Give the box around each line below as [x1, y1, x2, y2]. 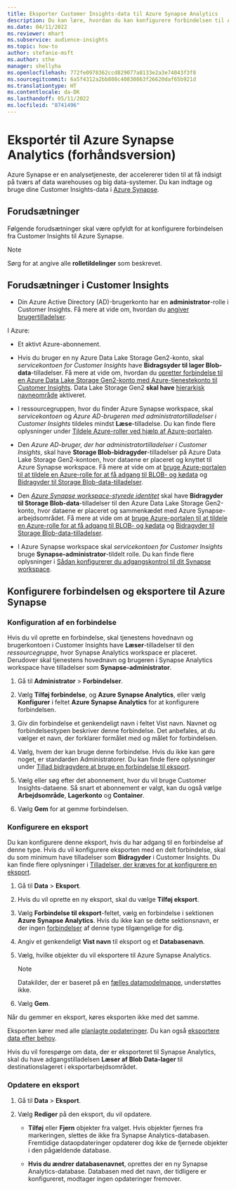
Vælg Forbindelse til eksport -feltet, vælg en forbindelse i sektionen [17, 909, 214, 917]
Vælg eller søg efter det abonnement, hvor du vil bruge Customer [17, 776, 206, 784]
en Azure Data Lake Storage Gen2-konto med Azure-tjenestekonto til [17, 376, 218, 384]
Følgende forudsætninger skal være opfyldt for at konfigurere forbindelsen [7, 224, 223, 233]
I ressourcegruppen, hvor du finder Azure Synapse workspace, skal [17, 405, 214, 413]
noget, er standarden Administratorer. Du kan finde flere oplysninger [17, 755, 216, 763]
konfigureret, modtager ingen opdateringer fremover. [27, 1175, 182, 1183]
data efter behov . [7, 1034, 57, 1042]
